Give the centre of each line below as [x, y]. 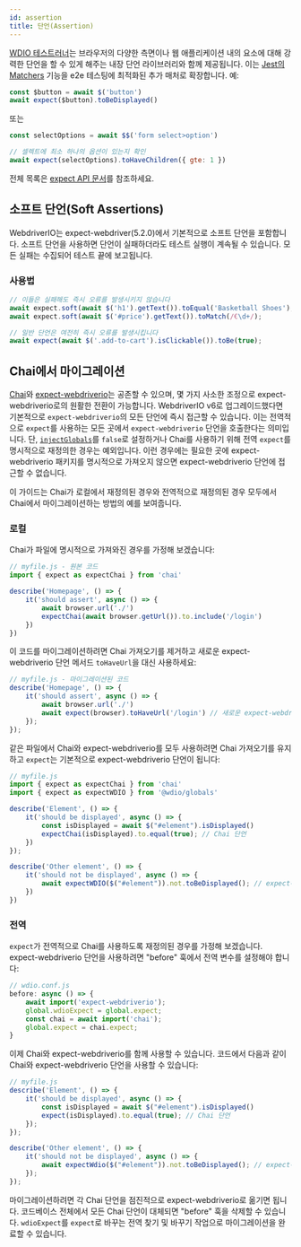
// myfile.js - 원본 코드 [54, 567]
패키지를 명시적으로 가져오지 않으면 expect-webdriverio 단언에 [165, 462]
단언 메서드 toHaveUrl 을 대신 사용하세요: [126, 663]
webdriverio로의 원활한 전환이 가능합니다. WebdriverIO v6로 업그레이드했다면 [146, 405]
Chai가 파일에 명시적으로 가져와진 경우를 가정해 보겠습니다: [112, 550]
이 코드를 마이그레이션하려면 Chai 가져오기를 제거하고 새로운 [115, 651]
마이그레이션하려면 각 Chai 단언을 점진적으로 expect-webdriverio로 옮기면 [140, 1199]
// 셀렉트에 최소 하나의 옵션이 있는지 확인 [77, 152]
